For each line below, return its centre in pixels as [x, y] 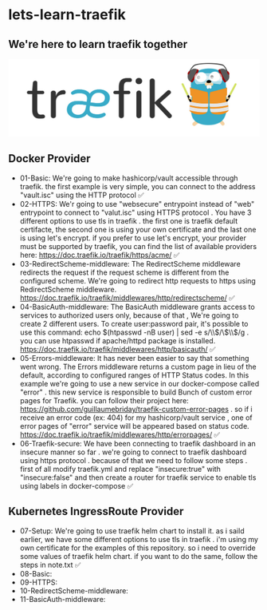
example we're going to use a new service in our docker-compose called [139, 383]
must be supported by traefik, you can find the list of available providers [138, 246]
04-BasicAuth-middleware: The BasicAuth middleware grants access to [137, 307]
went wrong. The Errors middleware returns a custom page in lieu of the [138, 366]
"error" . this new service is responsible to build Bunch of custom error [136, 392]
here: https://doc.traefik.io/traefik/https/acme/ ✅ [100, 255]
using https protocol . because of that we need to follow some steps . [133, 460]
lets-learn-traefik [67, 15]
